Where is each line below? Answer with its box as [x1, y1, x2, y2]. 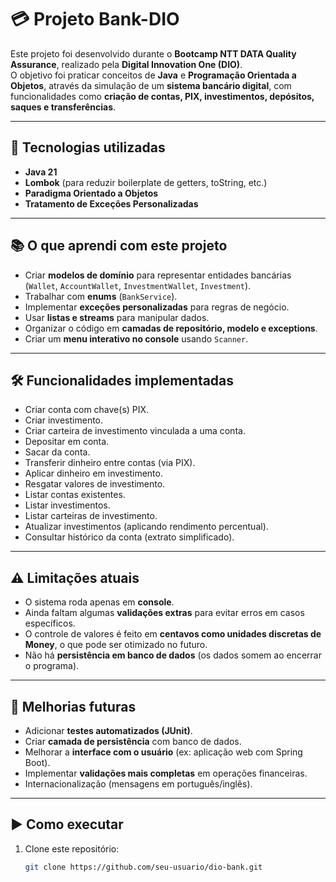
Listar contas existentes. [24, 489, 126, 501]
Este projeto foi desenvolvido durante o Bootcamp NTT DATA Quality [10, 47, 297, 60]
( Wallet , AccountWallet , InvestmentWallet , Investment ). [24, 279, 252, 291]
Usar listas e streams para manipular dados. [24, 311, 210, 323]
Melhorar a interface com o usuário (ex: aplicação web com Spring [24, 746, 303, 758]
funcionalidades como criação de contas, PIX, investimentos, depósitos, [10, 90, 315, 102]
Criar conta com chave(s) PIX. [24, 404, 150, 416]
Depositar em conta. [24, 436, 110, 448]
